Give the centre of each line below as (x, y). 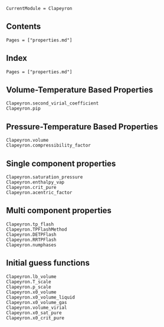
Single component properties (61, 163)
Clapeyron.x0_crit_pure (35, 318)
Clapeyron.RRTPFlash (32, 240)
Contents (24, 27)
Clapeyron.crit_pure (32, 188)
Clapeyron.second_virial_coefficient (53, 103)
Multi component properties (59, 210)
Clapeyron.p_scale (29, 287)
